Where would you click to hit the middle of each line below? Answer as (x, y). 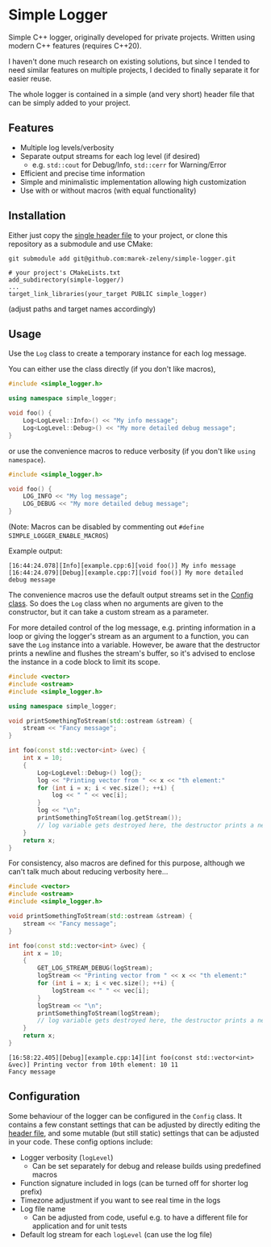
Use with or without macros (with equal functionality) (108, 190)
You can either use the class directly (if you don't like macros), (112, 369)
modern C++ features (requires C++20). (75, 45)
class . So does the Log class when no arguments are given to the (116, 603)
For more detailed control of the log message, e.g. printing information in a (132, 628)
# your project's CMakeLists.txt (65, 273)
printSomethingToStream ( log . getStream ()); (110, 818)
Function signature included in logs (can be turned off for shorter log (134, 1182)
